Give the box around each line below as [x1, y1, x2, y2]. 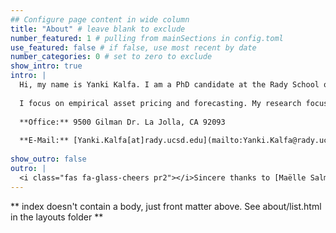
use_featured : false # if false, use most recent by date [10, 42, 257, 53]
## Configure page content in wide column [10, 14, 190, 25]
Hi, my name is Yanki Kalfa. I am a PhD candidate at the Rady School [19, 80, 320, 90]
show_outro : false [10, 154, 87, 164]
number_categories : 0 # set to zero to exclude [10, 52, 213, 62]
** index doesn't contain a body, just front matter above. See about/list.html [10, 200, 322, 212]
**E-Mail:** [19, 136, 70, 146]
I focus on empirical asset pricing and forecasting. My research [19, 98, 302, 108]
